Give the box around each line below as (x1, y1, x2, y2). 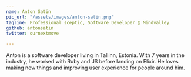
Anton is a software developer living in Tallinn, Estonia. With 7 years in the (6, 52, 185, 59)
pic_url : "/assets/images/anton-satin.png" (6, 14, 115, 20)
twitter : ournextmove (6, 31, 59, 36)
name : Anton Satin (6, 8, 51, 15)
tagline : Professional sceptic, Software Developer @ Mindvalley (6, 19, 169, 25)
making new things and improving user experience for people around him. (6, 64, 185, 71)
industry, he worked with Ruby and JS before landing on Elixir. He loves (6, 58, 179, 65)
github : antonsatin (6, 25, 54, 31)
